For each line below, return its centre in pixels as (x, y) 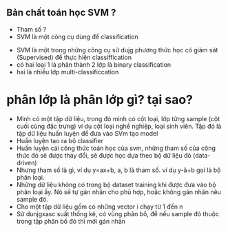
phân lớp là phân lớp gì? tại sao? (100, 100)
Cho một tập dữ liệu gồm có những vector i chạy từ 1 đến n (100, 207)
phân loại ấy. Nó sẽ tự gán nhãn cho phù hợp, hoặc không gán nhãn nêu (119, 192)
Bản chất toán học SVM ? (61, 13)
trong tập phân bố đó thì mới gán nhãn (71, 221)
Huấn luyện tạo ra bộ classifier (60, 140)
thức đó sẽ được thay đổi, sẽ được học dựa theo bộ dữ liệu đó (104, 155)
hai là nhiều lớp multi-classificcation (68, 72)
